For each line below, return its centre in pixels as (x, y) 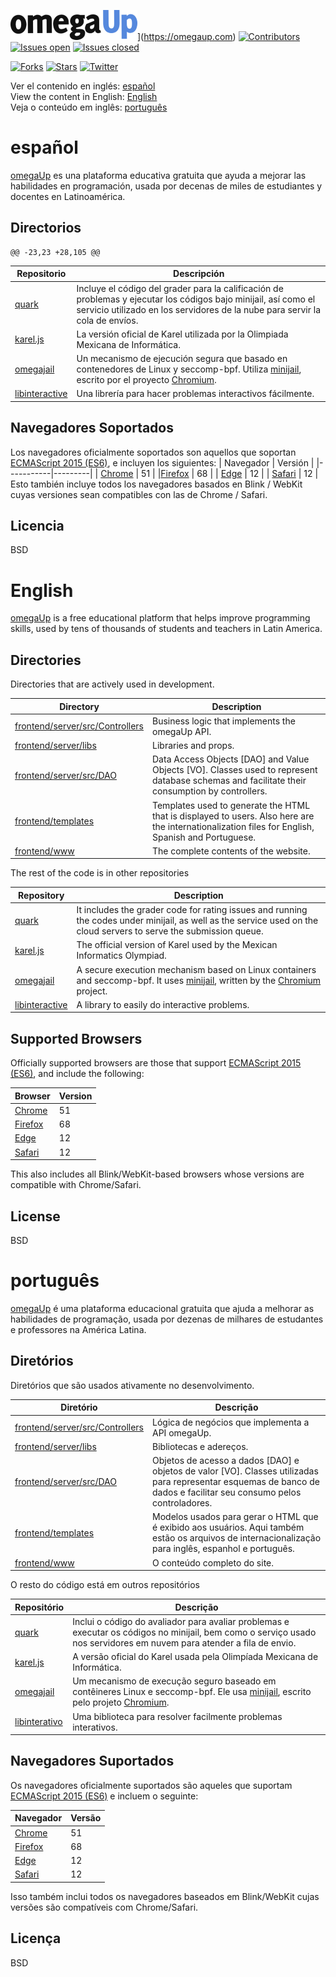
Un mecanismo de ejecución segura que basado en (182, 358)
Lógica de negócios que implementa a (231, 1422)
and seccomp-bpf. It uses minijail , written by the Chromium (199, 980)
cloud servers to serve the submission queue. (170, 931)
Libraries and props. (193, 746)
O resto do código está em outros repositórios (105, 1584)
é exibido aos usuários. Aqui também (228, 1527)
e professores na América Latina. (78, 1329)
